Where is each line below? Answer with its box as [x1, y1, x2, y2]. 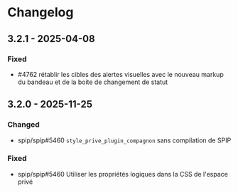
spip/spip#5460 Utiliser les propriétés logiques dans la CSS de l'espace [17, 169, 229, 178]
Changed [7, 120, 40, 130]
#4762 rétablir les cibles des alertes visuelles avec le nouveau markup [17, 70, 224, 78]
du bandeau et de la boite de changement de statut [17, 78, 168, 86]
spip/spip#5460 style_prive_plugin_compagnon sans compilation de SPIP [17, 136, 232, 145]
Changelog [7, 4, 74, 21]
